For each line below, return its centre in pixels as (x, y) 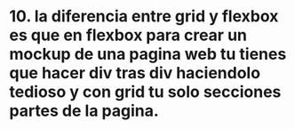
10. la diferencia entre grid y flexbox (144, 16)
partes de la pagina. (84, 111)
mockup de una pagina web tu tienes (148, 54)
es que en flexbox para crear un (128, 35)
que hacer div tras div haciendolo (135, 73)
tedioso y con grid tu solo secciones (145, 92)
